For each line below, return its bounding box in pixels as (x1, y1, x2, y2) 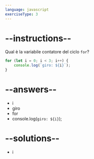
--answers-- (5, 84, 57, 95)
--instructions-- (5, 33, 72, 44)
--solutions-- (5, 133, 60, 144)
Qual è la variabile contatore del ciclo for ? (5, 49, 90, 55)
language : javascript (5, 7, 49, 12)
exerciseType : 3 (5, 12, 38, 17)
